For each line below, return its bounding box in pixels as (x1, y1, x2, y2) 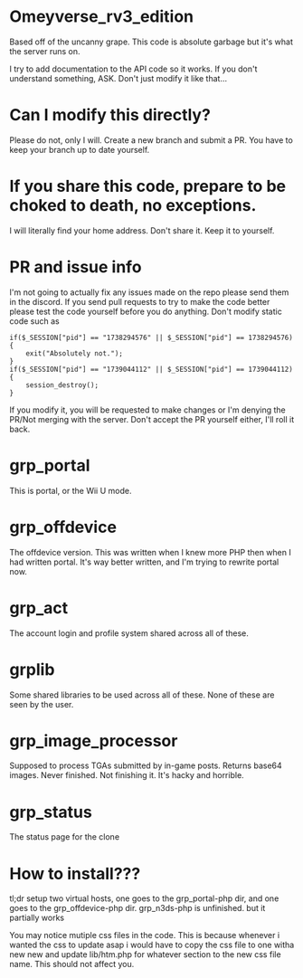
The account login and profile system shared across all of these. (9, 627, 249, 639)
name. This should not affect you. (9, 959, 135, 970)
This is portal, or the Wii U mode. (9, 485, 132, 496)
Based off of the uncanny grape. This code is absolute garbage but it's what (9, 36, 294, 47)
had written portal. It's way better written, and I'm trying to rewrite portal (9, 556, 279, 567)
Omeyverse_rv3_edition (9, 6, 194, 27)
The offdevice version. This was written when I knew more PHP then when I (9, 546, 291, 557)
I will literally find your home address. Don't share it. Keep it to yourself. (9, 224, 275, 236)
